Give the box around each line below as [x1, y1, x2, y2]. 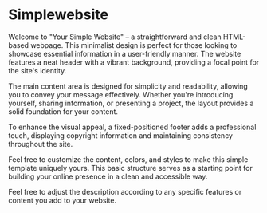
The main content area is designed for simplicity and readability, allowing [8, 81, 249, 91]
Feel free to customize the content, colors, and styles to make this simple [8, 154, 249, 164]
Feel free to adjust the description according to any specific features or [8, 187, 242, 196]
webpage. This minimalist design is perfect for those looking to [30, 40, 238, 49]
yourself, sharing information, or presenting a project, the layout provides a [8, 98, 254, 108]
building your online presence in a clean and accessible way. [8, 172, 208, 181]
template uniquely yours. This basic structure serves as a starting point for [8, 163, 253, 172]
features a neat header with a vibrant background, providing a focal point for [8, 57, 260, 67]
